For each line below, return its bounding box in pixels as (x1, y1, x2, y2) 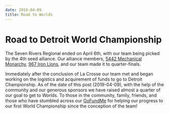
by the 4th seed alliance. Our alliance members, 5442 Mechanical (5, 56, 142, 62)
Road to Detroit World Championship (5, 34, 162, 45)
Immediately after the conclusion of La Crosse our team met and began (5, 71, 153, 77)
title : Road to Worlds (5, 12, 53, 17)
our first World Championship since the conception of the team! (5, 103, 138, 109)
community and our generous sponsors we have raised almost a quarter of (5, 87, 160, 93)
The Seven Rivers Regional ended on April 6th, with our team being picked (5, 50, 160, 56)
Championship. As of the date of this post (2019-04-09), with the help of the (5, 82, 164, 88)
